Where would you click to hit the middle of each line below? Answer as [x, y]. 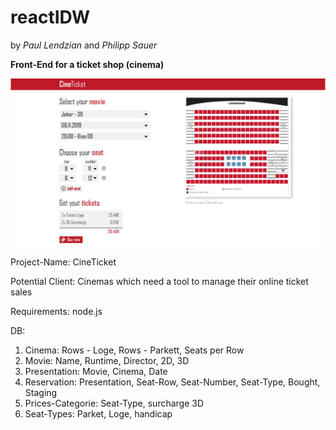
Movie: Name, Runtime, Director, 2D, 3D [107, 361]
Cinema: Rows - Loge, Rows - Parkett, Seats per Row [134, 350]
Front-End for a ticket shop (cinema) [87, 64]
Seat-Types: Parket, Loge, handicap [98, 414]
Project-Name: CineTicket [63, 262]
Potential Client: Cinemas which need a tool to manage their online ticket [159, 282]
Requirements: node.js [56, 312]
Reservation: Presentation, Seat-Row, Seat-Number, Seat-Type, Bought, [172, 382]
